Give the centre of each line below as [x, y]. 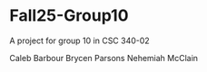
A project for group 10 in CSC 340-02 [79, 40]
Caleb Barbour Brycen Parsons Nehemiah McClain [103, 58]
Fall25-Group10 [69, 16]
